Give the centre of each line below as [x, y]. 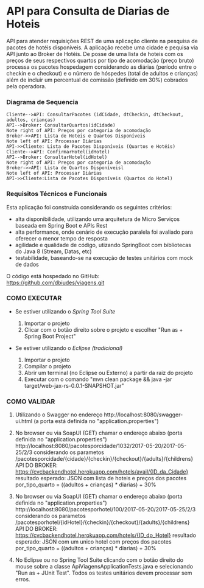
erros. [23, 579]
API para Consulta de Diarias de [88, 11]
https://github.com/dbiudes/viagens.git [55, 282]
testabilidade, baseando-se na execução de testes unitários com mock [104, 257]
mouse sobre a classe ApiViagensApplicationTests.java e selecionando [104, 567]
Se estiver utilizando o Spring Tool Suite [65, 311]
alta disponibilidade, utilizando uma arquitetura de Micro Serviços [97, 219]
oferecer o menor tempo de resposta [62, 238]
